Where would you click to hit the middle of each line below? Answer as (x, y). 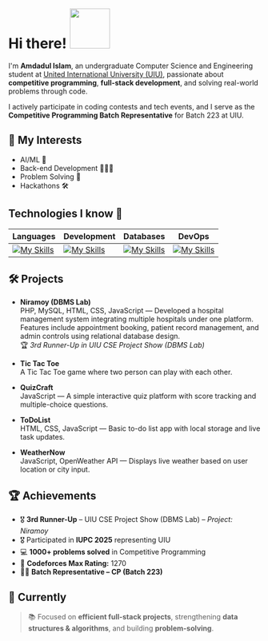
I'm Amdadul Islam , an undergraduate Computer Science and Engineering (131, 66)
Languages (34, 236)
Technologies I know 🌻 (66, 214)
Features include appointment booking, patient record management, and (139, 328)
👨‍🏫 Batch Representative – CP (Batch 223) (91, 572)
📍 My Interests (45, 140)
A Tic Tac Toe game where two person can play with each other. (126, 372)
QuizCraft (36, 388)
